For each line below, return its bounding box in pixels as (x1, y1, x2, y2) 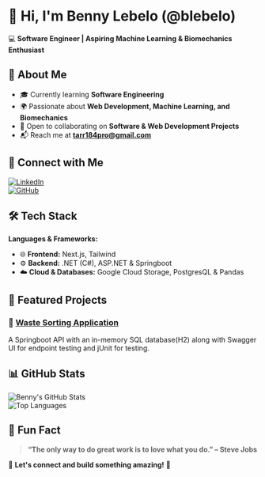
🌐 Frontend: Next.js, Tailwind (19, 249, 116, 259)
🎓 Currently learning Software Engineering (19, 89, 165, 99)
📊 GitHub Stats (8, 367, 85, 380)
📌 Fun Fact (8, 423, 61, 437)
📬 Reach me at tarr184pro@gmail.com (19, 130, 152, 139)
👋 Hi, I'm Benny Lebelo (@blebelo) (8, 7, 236, 25)
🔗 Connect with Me (8, 156, 104, 169)
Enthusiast (8, 45, 45, 55)
